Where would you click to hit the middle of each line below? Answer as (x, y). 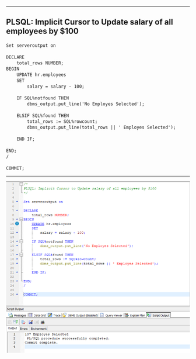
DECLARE (15, 57)
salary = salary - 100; (56, 86)
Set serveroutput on (31, 45)
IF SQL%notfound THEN (43, 98)
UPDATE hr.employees (41, 75)
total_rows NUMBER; (40, 63)
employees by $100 (42, 31)
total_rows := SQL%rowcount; (62, 121)
